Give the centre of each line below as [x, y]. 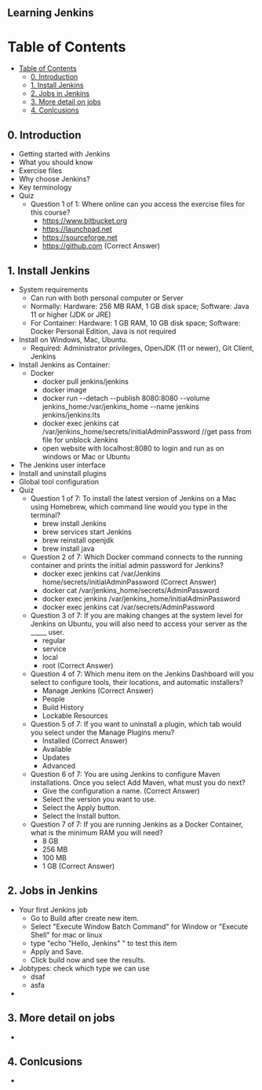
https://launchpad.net [77, 229]
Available [57, 749]
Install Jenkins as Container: [64, 364]
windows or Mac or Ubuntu [86, 456]
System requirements [53, 289]
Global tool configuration [59, 481]
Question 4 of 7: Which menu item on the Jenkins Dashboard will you [142, 674]
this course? [50, 212]
